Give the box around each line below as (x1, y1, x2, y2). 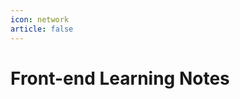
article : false (10, 24, 74, 34)
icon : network (10, 14, 70, 25)
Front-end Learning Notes (10, 67, 230, 90)
